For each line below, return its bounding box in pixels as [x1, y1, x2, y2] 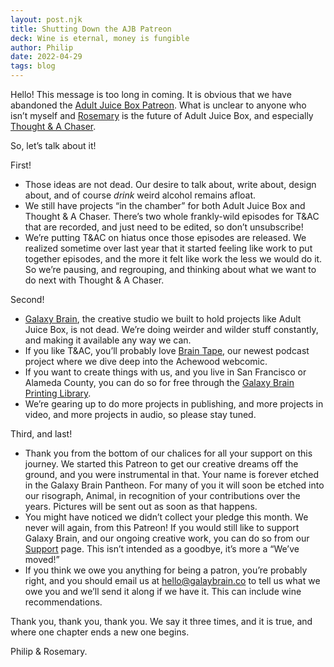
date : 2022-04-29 [10, 52, 83, 62]
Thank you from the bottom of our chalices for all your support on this [24, 447, 313, 459]
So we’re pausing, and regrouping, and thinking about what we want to [24, 264, 317, 275]
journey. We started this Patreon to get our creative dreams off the [24, 458, 299, 470]
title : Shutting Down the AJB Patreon [10, 24, 172, 34]
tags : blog [10, 61, 56, 71]
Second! [10, 294, 45, 305]
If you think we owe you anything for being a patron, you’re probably [24, 564, 308, 576]
